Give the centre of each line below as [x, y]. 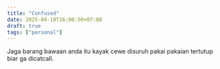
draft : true [24, 26]
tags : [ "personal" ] [35, 32]
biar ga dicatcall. [30, 59]
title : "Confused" [33, 13]
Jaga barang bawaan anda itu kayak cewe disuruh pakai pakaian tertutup [110, 51]
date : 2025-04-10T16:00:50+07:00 [55, 20]
